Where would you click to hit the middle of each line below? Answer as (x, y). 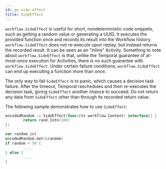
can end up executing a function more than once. (56, 71)
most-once (16, 60)
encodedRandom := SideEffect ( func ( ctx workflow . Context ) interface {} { (81, 115)
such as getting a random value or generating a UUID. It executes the (76, 34)
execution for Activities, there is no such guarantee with (86, 60)
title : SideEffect (24, 14)
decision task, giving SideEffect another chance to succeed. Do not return (82, 91)
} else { (14, 152)
